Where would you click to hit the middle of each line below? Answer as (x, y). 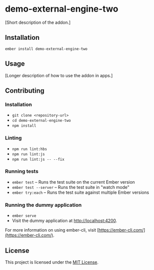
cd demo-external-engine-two (41, 121)
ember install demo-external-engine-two (46, 49)
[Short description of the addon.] (38, 22)
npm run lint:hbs (30, 149)
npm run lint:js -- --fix (38, 159)
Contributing (25, 91)
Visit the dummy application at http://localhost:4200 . (64, 221)
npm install (24, 126)
